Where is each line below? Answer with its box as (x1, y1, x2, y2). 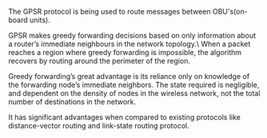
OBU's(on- (212, 7, 248, 16)
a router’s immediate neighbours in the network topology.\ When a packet (8, 39, 251, 49)
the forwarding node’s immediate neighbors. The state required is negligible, (8, 80, 260, 89)
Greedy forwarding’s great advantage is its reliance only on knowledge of (8, 72, 250, 81)
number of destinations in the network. (8, 97, 137, 106)
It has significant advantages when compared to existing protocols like (8, 112, 241, 122)
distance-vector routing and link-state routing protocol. (8, 121, 189, 130)
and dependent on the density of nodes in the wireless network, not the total (8, 89, 261, 98)
